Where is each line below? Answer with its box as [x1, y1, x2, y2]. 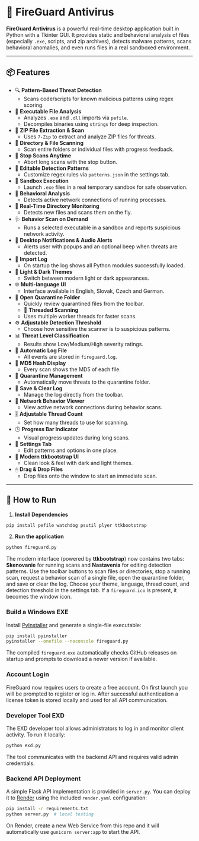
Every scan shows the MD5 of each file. [23, 365, 121, 373]
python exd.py [6, 742, 41, 748]
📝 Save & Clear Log [14, 384, 63, 391]
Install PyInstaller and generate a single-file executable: [6, 621, 142, 628]
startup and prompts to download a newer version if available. [6, 656, 158, 663]
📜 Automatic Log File [14, 347, 67, 354]
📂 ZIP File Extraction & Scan [14, 127, 85, 134]
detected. [23, 249, 47, 256]
